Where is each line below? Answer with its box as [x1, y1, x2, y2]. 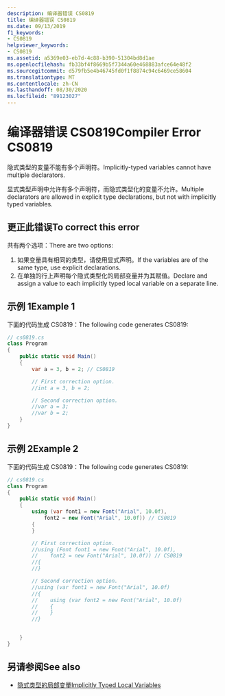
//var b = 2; [32, 409, 69, 417]
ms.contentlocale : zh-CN [7, 80, 78, 87]
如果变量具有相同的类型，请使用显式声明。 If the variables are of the [16, 255, 209, 264]
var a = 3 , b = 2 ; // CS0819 [32, 365, 115, 372]
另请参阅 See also [7, 661, 81, 673]
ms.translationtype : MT [7, 73, 75, 81]
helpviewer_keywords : [7, 42, 69, 49]
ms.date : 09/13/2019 [7, 23, 67, 29]
